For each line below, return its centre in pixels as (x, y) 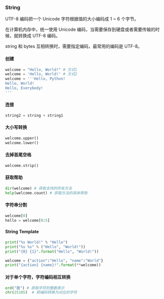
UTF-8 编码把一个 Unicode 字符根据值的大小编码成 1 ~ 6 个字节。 (72, 19)
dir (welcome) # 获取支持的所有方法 (39, 188)
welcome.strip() (22, 165)
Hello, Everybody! (24, 88)
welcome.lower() (22, 143)
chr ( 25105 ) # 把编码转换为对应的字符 (41, 293)
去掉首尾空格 (18, 155)
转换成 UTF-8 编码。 (39, 36)
